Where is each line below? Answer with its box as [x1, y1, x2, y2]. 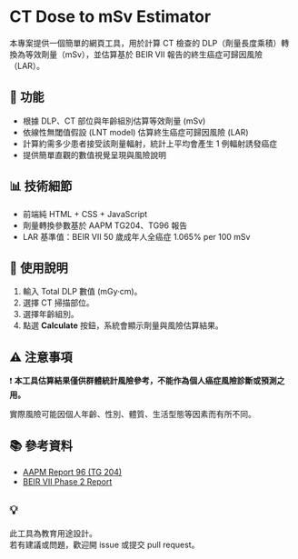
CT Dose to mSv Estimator [9, 6, 212, 27]
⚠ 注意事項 [9, 349, 73, 364]
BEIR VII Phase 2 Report [22, 476, 113, 487]
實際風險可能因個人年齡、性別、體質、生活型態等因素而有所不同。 [9, 409, 256, 420]
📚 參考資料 [9, 438, 74, 454]
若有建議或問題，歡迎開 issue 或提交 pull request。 [9, 539, 200, 550]
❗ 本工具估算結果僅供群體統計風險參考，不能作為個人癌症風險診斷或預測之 [9, 375, 285, 386]
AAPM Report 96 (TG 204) [22, 466, 123, 477]
